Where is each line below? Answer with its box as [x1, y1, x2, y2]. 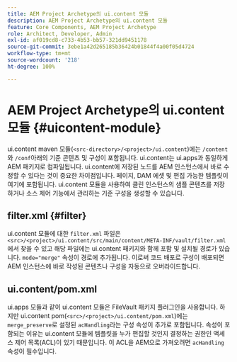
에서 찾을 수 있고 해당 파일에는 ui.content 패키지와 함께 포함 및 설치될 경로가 [7, 244, 217, 253]
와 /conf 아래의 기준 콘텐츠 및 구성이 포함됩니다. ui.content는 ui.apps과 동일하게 [7, 153, 229, 162]
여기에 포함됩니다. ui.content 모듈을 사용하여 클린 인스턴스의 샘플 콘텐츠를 [7, 180, 212, 188]
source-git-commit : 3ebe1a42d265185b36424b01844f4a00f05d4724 [7, 43, 195, 50]
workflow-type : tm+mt [7, 50, 71, 57]
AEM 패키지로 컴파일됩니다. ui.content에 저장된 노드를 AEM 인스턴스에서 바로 [7, 162, 222, 171]
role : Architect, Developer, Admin [7, 30, 112, 38]
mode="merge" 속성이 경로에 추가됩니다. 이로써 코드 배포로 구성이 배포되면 [22, 253, 225, 262]
